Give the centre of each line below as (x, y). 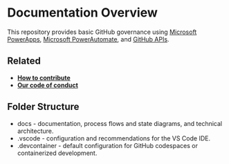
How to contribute (44, 78)
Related (24, 61)
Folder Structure (43, 107)
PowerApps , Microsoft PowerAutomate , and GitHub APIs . (88, 39)
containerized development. (57, 153)
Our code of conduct (47, 85)
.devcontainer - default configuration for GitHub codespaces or (108, 145)
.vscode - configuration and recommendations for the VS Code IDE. (114, 138)
